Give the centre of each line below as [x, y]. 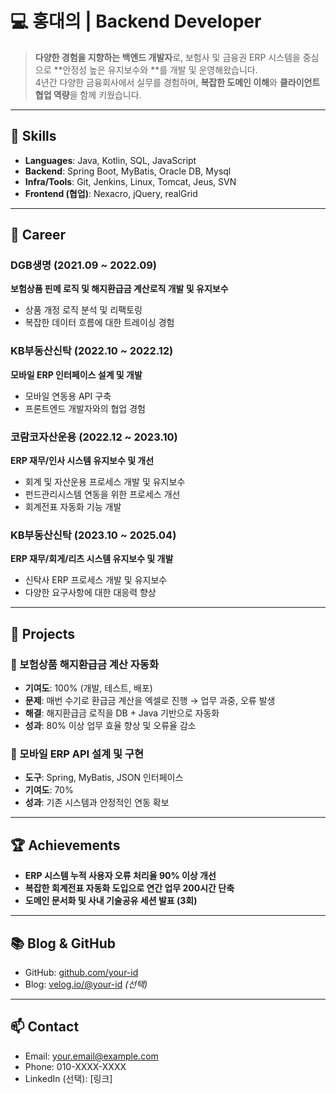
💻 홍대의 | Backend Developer [136, 21]
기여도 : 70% [49, 790]
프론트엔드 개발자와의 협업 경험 [85, 408]
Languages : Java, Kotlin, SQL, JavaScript [110, 160]
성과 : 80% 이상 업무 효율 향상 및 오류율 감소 [110, 726]
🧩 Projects [43, 633]
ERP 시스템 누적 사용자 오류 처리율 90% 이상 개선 [120, 876]
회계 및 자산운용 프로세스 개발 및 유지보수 [105, 482]
